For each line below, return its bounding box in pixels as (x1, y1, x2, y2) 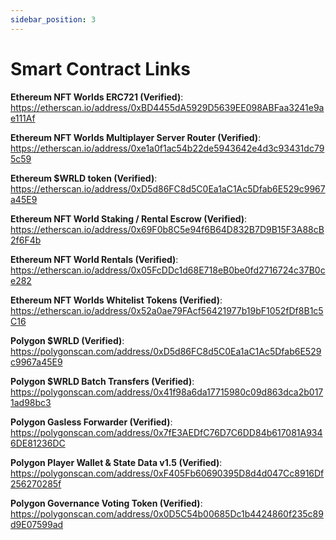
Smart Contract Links (10, 57, 191, 80)
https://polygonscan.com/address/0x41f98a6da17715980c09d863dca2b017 (10, 386, 324, 398)
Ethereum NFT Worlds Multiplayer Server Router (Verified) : (10, 131, 262, 143)
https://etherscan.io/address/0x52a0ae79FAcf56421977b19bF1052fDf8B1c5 (10, 304, 324, 316)
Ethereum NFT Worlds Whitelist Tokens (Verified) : (10, 294, 223, 306)
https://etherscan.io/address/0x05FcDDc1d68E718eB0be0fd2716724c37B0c (10, 264, 326, 276)
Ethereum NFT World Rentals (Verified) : (10, 253, 179, 265)
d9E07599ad (10, 518, 64, 530)
